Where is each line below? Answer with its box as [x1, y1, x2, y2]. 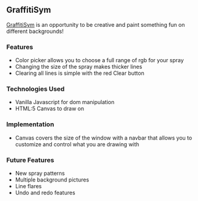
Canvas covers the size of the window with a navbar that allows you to [15, 134, 193, 141]
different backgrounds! [6, 27, 64, 35]
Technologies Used [6, 85, 65, 93]
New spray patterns [15, 170, 65, 177]
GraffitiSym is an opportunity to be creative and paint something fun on [6, 21, 185, 28]
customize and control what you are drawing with [15, 140, 140, 148]
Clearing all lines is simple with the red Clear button [15, 69, 144, 77]
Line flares [15, 183, 42, 189]
